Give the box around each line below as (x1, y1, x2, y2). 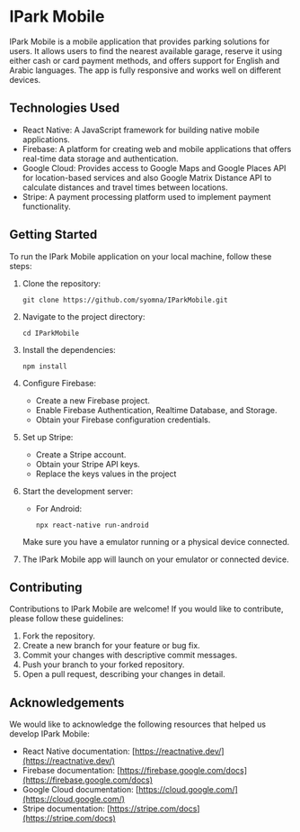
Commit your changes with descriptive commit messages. (22, 650, 238, 661)
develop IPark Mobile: (9, 728, 90, 739)
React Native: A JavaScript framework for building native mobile (22, 124, 260, 135)
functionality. (22, 201, 71, 212)
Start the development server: (22, 485, 134, 496)
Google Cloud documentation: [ (22, 784, 139, 795)
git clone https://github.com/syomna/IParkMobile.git (22, 295, 228, 304)
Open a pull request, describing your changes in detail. (22, 669, 226, 680)
